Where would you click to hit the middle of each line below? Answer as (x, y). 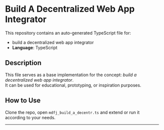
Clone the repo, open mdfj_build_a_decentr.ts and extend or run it (72, 112)
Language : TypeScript (35, 47)
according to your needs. (30, 117)
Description (23, 63)
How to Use (23, 100)
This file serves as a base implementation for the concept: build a (71, 75)
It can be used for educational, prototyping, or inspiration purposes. (73, 85)
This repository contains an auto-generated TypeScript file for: (68, 33)
